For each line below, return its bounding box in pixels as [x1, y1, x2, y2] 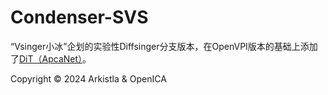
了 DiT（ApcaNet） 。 [10, 52, 92, 65]
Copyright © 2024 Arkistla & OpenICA [10, 72, 167, 85]
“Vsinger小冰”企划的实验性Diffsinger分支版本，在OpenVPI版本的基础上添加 [10, 40, 318, 52]
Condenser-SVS [10, 6, 149, 29]
